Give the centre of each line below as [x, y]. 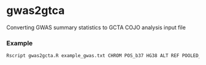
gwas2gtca [36, 11]
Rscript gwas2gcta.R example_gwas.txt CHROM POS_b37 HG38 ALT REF [93, 56]
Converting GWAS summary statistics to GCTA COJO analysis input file [96, 27]
